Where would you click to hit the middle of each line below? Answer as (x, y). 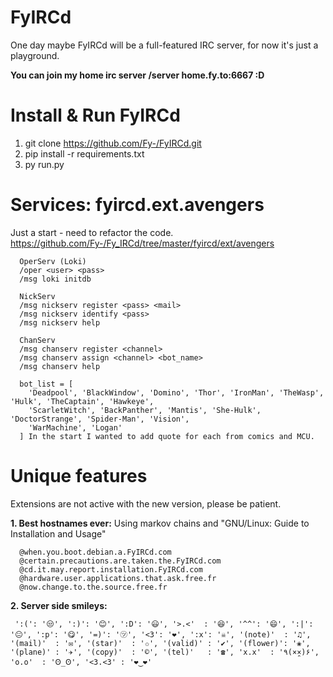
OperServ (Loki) (53, 261)
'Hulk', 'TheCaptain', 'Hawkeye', (82, 401)
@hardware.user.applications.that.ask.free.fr (118, 578)
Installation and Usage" (58, 533)
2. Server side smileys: (59, 605)
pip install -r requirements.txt (84, 153)
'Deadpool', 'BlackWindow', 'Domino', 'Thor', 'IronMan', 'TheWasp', (176, 392)
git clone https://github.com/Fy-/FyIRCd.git (113, 143)
